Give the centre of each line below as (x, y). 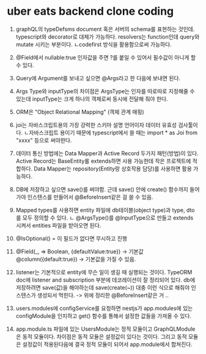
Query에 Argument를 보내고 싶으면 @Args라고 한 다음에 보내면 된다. (98, 78)
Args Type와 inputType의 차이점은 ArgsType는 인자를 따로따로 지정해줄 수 (105, 91)
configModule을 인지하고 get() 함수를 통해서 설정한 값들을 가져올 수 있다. (104, 316)
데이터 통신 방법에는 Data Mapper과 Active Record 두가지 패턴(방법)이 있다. (107, 153)
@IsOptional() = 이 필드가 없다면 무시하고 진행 (72, 238)
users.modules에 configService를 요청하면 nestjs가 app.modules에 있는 (104, 308)
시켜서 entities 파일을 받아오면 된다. (58, 225)
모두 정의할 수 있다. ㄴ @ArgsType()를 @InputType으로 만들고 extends (108, 217)
